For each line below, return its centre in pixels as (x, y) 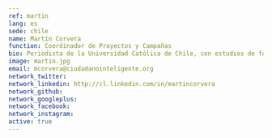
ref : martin (28, 16)
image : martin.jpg (39, 62)
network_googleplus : (43, 99)
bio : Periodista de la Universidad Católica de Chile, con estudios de (132, 54)
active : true (30, 122)
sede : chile (28, 31)
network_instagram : (41, 114)
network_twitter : (38, 76)
